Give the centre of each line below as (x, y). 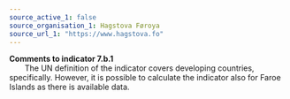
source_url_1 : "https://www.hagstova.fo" (87, 34)
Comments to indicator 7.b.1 (61, 59)
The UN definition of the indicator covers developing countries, (140, 68)
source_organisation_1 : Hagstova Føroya (85, 26)
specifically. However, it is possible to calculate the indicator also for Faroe (145, 78)
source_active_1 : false (53, 17)
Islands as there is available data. (69, 87)
